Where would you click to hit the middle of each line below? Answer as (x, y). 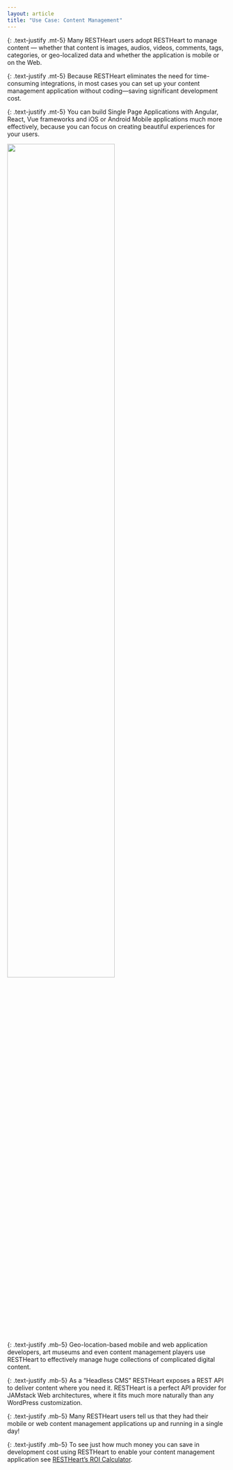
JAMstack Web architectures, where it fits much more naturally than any (111, 1395)
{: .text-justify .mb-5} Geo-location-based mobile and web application (107, 1344)
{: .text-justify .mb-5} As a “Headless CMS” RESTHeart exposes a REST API (115, 1380)
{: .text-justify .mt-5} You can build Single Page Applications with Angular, (113, 112)
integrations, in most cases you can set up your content (120, 83)
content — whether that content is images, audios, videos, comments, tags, (115, 47)
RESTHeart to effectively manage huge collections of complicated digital (111, 1359)
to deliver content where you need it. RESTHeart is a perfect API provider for (117, 1388)
